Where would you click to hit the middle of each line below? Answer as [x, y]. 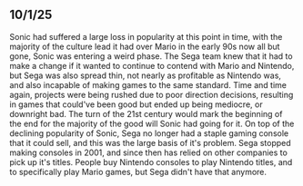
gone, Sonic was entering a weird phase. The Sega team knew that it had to [151, 56]
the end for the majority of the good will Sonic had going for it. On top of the [152, 123]
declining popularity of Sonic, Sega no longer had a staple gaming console [149, 133]
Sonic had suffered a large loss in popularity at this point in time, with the [146, 36]
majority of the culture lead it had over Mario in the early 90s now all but [145, 46]
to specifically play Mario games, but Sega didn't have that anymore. [138, 171]
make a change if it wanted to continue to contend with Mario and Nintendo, [152, 65]
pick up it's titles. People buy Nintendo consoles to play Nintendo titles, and [151, 162]
